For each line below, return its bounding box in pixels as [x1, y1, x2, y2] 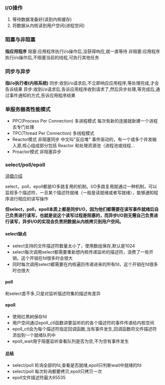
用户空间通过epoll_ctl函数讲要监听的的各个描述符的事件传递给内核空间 [12, 320, 155, 326]
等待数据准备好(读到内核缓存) [12, 16, 72, 23]
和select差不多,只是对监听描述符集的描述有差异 [5, 290, 101, 296]
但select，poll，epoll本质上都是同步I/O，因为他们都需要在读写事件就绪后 [5, 206, 155, 212]
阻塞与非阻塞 [5, 36, 36, 43]
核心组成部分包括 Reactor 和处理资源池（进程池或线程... [22, 143, 135, 149]
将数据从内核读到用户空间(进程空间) [12, 23, 85, 29]
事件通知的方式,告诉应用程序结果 [9, 92, 76, 98]
